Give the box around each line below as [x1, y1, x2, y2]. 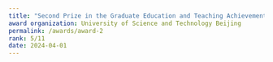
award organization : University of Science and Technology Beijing [8, 19, 242, 27]
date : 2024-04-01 [8, 42, 67, 50]
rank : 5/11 [8, 34, 45, 43]
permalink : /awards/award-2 [8, 27, 104, 35]
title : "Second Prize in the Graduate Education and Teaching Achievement [8, 11, 267, 20]
